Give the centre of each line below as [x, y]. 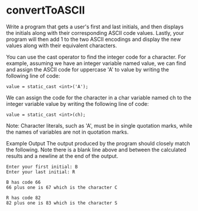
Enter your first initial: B [42, 167]
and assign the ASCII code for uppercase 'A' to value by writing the [88, 69]
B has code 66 [24, 182]
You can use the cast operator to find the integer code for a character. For [96, 57]
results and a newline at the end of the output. [62, 156]
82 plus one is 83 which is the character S [62, 203]
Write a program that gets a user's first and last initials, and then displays [95, 27]
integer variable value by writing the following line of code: [77, 103]
